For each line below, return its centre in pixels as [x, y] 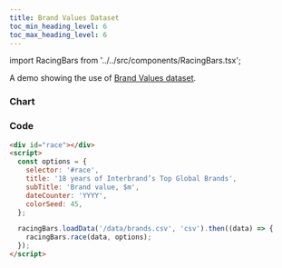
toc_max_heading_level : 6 [58, 35]
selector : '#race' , [63, 170]
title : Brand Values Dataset [64, 18]
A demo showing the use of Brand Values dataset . [103, 78]
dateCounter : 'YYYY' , [66, 195]
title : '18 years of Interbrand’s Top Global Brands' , [131, 179]
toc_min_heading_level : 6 [58, 26]
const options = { [53, 162]
